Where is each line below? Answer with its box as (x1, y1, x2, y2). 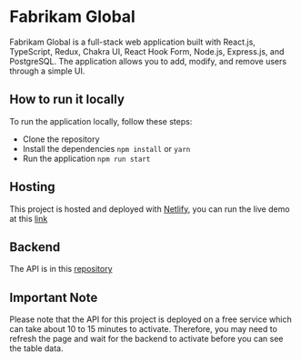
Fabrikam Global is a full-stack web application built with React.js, (9, 36, 256, 47)
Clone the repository (22, 134, 100, 145)
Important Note (9, 289, 98, 306)
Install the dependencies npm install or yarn (22, 143, 191, 154)
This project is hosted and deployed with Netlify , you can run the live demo (9, 203, 290, 215)
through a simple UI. (9, 65, 85, 76)
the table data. (9, 343, 64, 354)
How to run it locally (9, 92, 125, 107)
